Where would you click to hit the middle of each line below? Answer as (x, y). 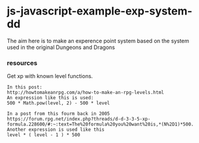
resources (22, 63)
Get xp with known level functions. (50, 76)
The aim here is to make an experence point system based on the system (98, 41)
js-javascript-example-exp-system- (100, 11)
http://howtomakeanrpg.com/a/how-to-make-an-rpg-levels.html (86, 93)
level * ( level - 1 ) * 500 (44, 135)
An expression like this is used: (51, 98)
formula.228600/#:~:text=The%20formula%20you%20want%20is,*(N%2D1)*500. (100, 125)
